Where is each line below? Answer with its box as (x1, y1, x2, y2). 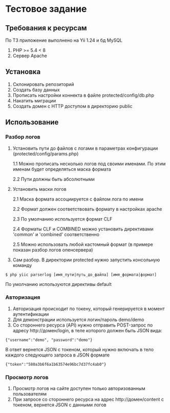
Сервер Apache (12, 52, 48, 59)
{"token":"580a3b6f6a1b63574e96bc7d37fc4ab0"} (5, 362, 107, 367)
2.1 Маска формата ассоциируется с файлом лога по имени (12, 196, 144, 202)
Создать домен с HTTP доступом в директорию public (12, 103, 133, 109)
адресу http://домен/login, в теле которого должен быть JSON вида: (12, 327, 162, 333)
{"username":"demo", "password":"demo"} (5, 337, 93, 343)
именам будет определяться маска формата (12, 166, 111, 172)
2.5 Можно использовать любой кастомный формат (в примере (12, 241, 154, 247)
